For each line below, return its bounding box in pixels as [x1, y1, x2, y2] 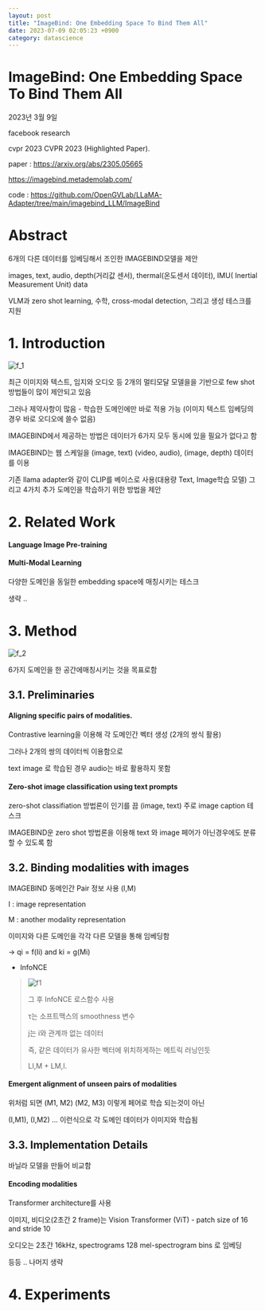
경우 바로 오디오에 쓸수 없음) [8, 414, 96, 424]
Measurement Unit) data [8, 280, 88, 289]
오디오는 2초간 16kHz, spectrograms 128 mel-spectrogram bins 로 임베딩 [8, 1240, 243, 1250]
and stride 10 [8, 1223, 51, 1233]
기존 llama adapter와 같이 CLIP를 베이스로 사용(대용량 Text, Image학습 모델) [8, 475, 247, 484]
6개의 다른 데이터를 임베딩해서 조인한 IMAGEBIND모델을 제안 [8, 254, 198, 264]
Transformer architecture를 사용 [8, 1198, 112, 1207]
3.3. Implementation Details [8, 1138, 149, 1152]
